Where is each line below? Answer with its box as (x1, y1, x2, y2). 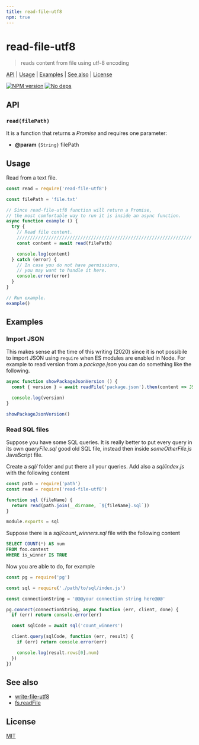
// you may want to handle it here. (17, 268, 108, 274)
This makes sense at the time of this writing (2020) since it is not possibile (6, 348, 188, 356)
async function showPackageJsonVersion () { (6, 379, 118, 385)
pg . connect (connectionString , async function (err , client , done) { (6, 606, 179, 612)
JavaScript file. (6, 451, 43, 458)
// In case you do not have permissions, (17, 262, 120, 268)
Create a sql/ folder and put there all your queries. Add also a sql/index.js (6, 463, 185, 470)
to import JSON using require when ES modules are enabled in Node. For (6, 354, 185, 362)
